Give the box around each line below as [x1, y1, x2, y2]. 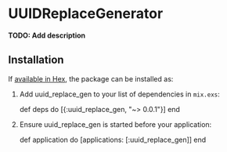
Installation [8, 53, 64, 67]
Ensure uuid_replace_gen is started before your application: [19, 119, 212, 129]
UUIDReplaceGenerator [8, 5, 164, 23]
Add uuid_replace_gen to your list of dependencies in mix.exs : [19, 89, 221, 99]
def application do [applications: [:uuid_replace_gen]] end [19, 135, 207, 144]
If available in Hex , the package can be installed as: [8, 74, 174, 83]
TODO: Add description [8, 31, 86, 40]
